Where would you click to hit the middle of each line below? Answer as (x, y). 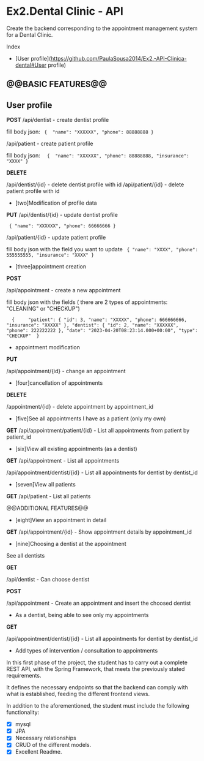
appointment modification (48, 347)
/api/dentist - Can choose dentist (48, 580)
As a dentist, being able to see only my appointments (82, 615)
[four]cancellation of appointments (59, 383)
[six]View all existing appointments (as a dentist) (76, 449)
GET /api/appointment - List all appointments (63, 461)
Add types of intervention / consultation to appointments (86, 651)
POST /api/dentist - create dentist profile (58, 120)
